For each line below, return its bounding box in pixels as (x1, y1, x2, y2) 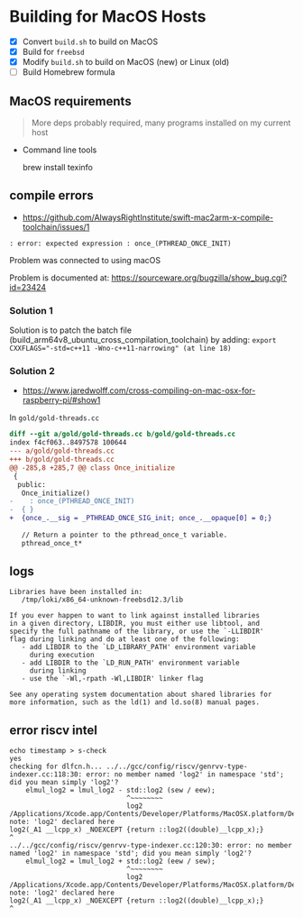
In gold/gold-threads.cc (9, 412, 100, 423)
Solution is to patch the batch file (9, 325, 133, 335)
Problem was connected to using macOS (9, 254, 161, 265)
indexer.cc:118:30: (9, 770, 83, 779)
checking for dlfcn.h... (9, 762, 103, 772)
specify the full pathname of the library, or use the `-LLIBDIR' (9, 627, 264, 637)
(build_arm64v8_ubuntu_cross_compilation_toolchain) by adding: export (9, 335, 277, 345)
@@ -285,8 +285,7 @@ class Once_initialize (9, 463, 176, 472)
